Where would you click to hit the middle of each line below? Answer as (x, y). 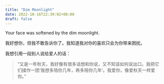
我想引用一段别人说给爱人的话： (38, 54)
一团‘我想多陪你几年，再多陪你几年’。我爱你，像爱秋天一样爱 (93, 70)
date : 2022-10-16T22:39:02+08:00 (40, 14)
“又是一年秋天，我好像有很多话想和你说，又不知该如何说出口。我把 (86, 64)
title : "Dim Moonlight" (30, 10)
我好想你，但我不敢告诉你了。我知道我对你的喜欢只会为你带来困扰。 (75, 43)
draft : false (19, 19)
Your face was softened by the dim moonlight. (52, 33)
